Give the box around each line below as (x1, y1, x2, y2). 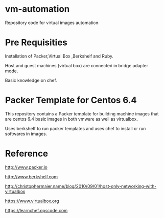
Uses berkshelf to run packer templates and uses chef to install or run (5, 125, 146, 131)
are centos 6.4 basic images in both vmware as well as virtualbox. (5, 116, 138, 122)
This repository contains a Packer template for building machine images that (5, 110, 159, 116)
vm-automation (5, 3, 70, 15)
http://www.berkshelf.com (5, 173, 58, 180)
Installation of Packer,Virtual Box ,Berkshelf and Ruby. (5, 53, 114, 59)
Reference (5, 148, 48, 159)
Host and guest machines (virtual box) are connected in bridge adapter (5, 62, 148, 68)
